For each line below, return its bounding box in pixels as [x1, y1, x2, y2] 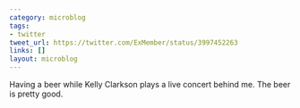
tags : [9, 21, 30, 30]
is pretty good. [9, 88, 64, 99]
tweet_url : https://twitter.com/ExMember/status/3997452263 [9, 37, 239, 47]
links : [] [9, 46, 47, 55]
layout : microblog [9, 54, 78, 63]
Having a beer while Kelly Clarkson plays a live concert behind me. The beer [9, 79, 291, 89]
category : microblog [9, 12, 87, 22]
